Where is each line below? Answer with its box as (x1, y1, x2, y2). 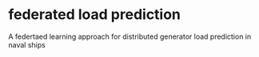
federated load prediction (8, 6, 181, 24)
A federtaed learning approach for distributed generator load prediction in (8, 32, 252, 41)
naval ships (8, 40, 46, 49)
